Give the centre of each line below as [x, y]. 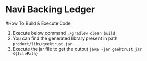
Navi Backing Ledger [50, 9]
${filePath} [25, 54]
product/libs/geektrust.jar [42, 44]
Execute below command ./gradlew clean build [64, 33]
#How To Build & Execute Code [38, 23]
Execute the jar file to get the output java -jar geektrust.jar [77, 49]
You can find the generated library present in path [65, 38]
